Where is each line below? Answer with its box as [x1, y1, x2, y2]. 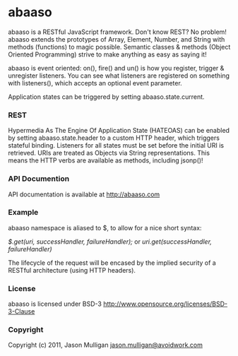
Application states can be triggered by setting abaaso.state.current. [8, 93, 205, 101]
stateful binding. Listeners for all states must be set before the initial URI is [8, 141, 225, 150]
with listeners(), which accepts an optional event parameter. [8, 78, 182, 87]
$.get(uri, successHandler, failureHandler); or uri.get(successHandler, [8, 237, 213, 246]
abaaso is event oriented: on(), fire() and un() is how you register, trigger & [8, 64, 225, 72]
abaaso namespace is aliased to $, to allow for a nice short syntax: [8, 223, 202, 232]
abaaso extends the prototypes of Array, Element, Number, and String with [8, 35, 225, 43]
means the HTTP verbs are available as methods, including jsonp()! [8, 156, 203, 165]
